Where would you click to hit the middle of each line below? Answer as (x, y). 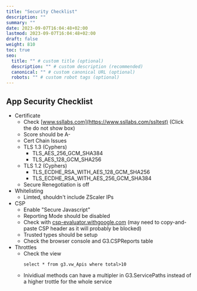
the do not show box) (49, 128)
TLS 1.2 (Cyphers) (45, 165)
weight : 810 (21, 45)
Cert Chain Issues (45, 140)
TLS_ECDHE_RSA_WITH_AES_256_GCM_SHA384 (92, 178)
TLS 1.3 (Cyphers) (45, 147)
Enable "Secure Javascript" (57, 210)
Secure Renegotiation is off (56, 184)
